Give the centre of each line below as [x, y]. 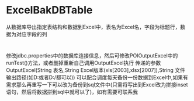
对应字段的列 [32, 34]
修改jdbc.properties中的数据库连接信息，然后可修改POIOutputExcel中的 [92, 56]
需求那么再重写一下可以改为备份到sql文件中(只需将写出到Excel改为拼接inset [97, 85]
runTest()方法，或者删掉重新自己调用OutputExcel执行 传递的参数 [84, 63]
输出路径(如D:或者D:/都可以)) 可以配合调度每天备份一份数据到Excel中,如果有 [97, 77]
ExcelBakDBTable [49, 10]
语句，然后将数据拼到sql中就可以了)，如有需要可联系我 [72, 92]
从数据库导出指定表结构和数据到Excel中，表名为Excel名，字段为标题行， [93, 27]
